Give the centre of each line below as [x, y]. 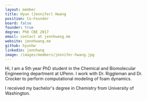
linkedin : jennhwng [25, 50]
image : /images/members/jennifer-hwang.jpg [50, 55]
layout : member [20, 9]
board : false [18, 23]
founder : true [19, 28]
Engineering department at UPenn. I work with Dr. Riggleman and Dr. [74, 74]
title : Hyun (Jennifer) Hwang [36, 14]
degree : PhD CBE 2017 [27, 32]
